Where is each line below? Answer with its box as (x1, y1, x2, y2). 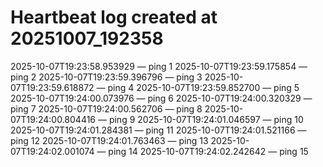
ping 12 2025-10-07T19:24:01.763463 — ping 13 (10, 134, 209, 146)
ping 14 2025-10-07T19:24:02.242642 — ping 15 (108, 145, 309, 157)
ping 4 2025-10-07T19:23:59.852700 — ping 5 (107, 81, 300, 93)
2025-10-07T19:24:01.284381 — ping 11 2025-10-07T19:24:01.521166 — (10, 124, 307, 136)
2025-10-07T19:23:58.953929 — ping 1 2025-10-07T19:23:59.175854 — (10, 60, 308, 72)
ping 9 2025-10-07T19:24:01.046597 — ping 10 (108, 113, 304, 125)
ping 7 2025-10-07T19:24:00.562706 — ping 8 (10, 102, 203, 115)
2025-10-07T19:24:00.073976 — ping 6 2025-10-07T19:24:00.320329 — (10, 92, 313, 104)
